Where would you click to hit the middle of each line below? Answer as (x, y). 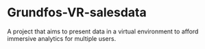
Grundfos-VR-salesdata (77, 13)
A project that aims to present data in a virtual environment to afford (103, 31)
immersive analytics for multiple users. (62, 38)
